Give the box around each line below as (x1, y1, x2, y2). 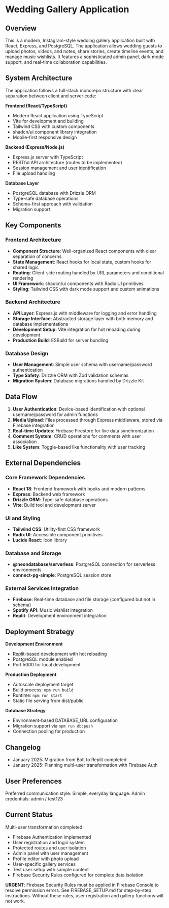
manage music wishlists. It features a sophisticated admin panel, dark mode (5, 54, 164, 60)
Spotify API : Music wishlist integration (12, 607, 93, 613)
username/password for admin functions (12, 411, 98, 418)
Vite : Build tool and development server (12, 502, 96, 508)
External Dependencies (5, 459, 81, 468)
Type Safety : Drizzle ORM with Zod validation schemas (12, 372, 129, 378)
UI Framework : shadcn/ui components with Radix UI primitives (12, 280, 144, 287)
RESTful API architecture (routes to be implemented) (12, 159, 123, 165)
